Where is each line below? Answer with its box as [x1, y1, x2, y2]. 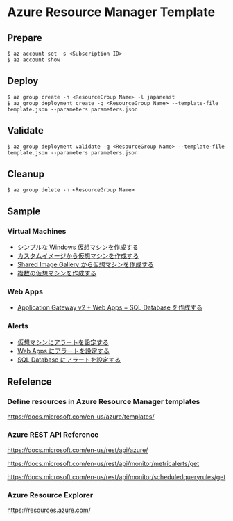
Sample [7, 205, 41, 217]
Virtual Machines [7, 226, 67, 236]
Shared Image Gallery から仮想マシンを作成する [17, 260, 154, 268]
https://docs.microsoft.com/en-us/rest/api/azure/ [7, 446, 148, 454]
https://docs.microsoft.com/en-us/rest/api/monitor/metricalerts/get [7, 459, 200, 467]
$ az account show [7, 56, 60, 63]
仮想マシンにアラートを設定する [17, 338, 109, 346]
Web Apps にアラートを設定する [17, 346, 110, 355]
